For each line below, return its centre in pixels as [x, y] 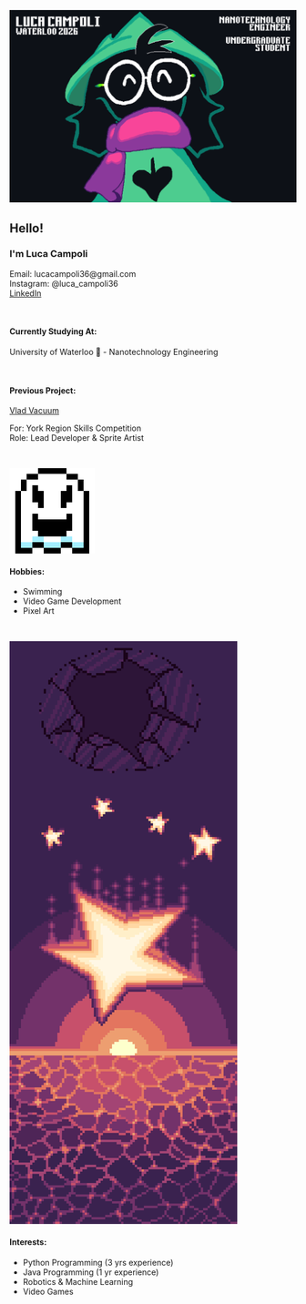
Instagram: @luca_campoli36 [64, 283]
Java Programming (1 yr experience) [91, 1272]
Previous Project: [43, 390]
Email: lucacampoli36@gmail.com [73, 273]
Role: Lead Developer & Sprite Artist [76, 438]
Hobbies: [27, 571]
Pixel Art [38, 611]
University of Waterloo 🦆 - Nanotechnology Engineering [114, 352]
